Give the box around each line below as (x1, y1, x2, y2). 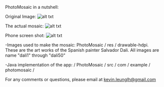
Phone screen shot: (5, 33, 45, 38)
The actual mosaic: (5, 23, 44, 29)
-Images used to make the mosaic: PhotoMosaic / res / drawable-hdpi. (5, 42, 149, 48)
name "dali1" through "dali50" (5, 52, 66, 58)
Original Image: (5, 14, 36, 19)
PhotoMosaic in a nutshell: (5, 4, 59, 10)
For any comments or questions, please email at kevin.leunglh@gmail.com (5, 77, 157, 82)
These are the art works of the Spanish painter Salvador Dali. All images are (5, 47, 160, 53)
